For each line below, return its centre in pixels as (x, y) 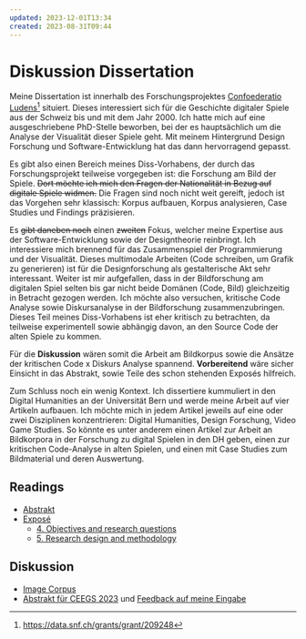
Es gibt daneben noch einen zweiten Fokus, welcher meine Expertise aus (147, 230)
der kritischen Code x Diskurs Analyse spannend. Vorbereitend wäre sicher (152, 364)
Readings (37, 487)
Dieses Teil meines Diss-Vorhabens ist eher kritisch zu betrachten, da (140, 317)
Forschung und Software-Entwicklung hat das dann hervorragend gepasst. (150, 147)
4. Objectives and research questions (107, 528)
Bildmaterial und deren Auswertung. (77, 459)
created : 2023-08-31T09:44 (61, 26)
